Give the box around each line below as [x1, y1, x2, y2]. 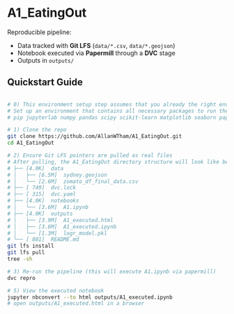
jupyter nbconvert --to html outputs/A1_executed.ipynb [7, 294, 173, 301]
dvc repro [7, 274, 36, 281]
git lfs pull [7, 249, 45, 256]
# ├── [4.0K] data [7, 165, 64, 172]
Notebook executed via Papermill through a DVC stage [17, 49, 175, 57]
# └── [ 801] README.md [7, 236, 79, 243]
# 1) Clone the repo [7, 127, 68, 134]
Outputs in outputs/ [17, 56, 75, 64]
